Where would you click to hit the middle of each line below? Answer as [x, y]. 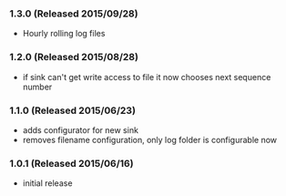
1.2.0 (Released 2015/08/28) [74, 57]
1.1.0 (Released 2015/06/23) [73, 110]
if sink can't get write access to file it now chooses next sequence [147, 77]
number [37, 87]
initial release [47, 183]
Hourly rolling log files [64, 34]
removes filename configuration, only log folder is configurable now [150, 139]
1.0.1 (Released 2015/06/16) [71, 163]
